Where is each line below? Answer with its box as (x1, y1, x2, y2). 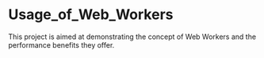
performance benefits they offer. (8, 40, 115, 49)
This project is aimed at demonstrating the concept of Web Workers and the (8, 32, 256, 41)
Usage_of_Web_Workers (8, 6, 174, 24)
